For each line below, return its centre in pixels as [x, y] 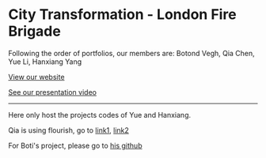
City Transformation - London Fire [122, 15]
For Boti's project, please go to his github [75, 145]
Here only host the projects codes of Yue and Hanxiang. [100, 115]
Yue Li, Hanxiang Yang [45, 62]
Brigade [34, 31]
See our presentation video [53, 92]
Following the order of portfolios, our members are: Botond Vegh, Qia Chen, [131, 53]
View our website [36, 77]
